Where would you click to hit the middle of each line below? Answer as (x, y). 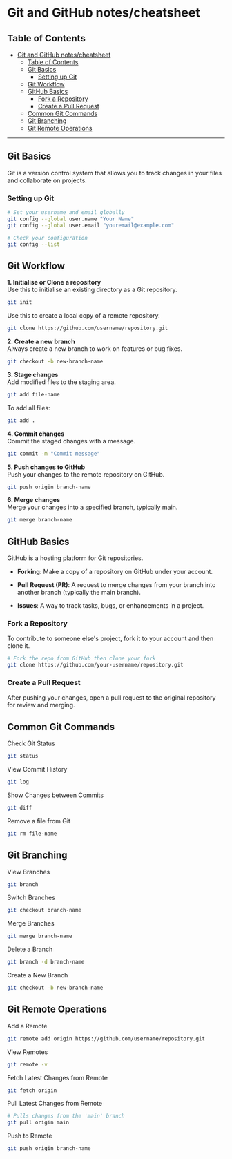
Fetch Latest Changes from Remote (58, 1077)
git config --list (33, 244)
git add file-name (33, 394)
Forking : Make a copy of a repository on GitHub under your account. (115, 572)
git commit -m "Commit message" (54, 454)
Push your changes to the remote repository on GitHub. (86, 474)
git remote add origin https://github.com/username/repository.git (106, 1038)
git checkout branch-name (44, 910)
